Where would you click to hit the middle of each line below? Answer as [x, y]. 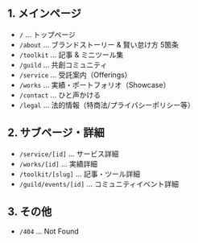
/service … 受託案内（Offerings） [75, 75]
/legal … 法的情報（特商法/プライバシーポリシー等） [107, 105]
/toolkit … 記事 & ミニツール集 [71, 55]
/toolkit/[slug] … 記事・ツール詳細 [80, 174]
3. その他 [30, 212]
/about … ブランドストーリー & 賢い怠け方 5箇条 [99, 44]
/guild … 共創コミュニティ [63, 64]
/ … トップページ [47, 35]
